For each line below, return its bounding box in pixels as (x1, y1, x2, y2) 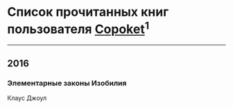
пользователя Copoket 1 (7, 19, 150, 37)
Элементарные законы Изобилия (7, 78, 127, 88)
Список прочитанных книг (7, 4, 169, 20)
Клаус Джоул (7, 94, 47, 102)
